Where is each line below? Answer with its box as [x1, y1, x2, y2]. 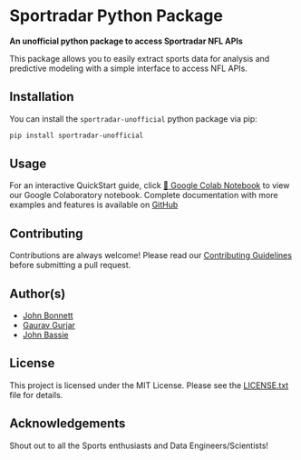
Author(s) [9, 285, 66, 301]
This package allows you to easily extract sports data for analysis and [9, 53, 270, 64]
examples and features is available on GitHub [9, 199, 179, 210]
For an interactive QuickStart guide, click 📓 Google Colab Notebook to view [9, 180, 290, 191]
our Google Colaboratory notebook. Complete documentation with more [9, 190, 278, 201]
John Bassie [22, 329, 70, 341]
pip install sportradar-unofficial [9, 131, 144, 140]
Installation [9, 89, 74, 105]
